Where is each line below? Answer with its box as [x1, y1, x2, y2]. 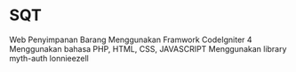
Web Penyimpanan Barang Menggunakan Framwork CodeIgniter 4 [9, 34, 252, 45]
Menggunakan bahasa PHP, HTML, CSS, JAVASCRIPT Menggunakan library [9, 43, 287, 54]
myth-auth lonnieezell [9, 53, 89, 63]
